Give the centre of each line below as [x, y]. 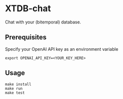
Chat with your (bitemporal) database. [43, 22]
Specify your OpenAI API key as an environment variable [62, 49]
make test [15, 93]
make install [18, 84]
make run [14, 88]
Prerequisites [26, 37]
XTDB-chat [28, 9]
